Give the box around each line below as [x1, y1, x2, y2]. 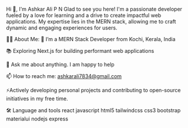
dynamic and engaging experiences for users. [6, 24, 117, 31]
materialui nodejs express [6, 115, 69, 122]
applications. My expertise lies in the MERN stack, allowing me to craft [6, 18, 176, 25]
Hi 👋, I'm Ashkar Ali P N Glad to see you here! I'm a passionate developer [6, 6, 183, 12]
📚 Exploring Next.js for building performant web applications [6, 48, 155, 54]
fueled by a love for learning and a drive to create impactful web [6, 12, 162, 19]
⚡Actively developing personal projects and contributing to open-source [6, 87, 181, 93]
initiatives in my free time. [6, 95, 69, 102]
